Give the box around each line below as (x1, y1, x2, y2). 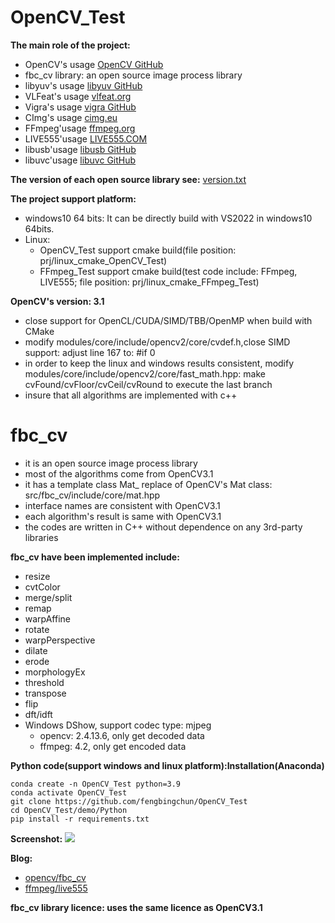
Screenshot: (10, 832, 63, 845)
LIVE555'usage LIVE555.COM (24, 132, 148, 145)
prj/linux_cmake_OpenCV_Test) (39, 254, 168, 266)
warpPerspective (24, 634, 96, 646)
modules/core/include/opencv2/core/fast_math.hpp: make (24, 367, 266, 380)
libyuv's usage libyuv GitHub (24, 79, 143, 91)
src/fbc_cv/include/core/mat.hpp (24, 489, 161, 501)
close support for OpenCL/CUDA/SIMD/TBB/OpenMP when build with (24, 314, 313, 326)
